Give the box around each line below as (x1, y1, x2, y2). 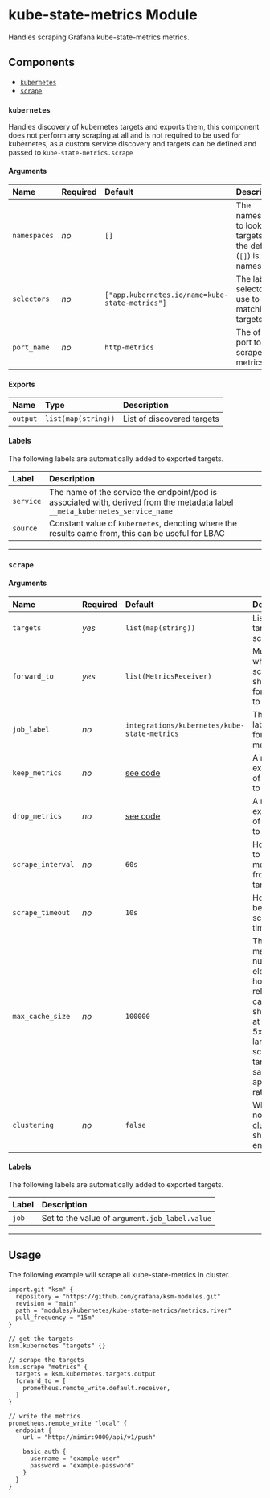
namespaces (12, 231, 54, 241)
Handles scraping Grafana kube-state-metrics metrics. (8, 32, 190, 42)
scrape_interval (12, 860, 75, 869)
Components (8, 56, 75, 69)
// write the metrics (8, 1412, 81, 1420)
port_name (12, 343, 50, 352)
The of (235, 327, 261, 338)
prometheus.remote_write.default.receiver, (22, 1384, 171, 1392)
